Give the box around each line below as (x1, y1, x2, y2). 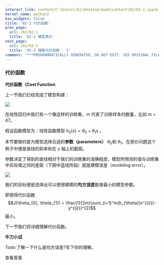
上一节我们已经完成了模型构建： (5, 92, 69, 97)
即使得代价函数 (5, 192, 35, 198)
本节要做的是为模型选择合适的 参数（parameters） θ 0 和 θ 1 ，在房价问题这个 (5, 139, 156, 146)
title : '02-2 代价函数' (5, 20, 50, 26)
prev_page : (5, 25, 27, 30)
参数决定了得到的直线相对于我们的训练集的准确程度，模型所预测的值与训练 (5, 156, 155, 162)
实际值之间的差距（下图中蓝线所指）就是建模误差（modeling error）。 (9, 162, 148, 168)
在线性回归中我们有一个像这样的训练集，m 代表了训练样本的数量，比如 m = (5, 111, 156, 117)
